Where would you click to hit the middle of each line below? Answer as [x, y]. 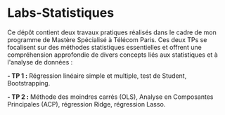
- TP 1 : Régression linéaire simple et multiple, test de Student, [97, 76]
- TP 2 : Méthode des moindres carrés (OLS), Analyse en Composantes [110, 97]
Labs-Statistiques [61, 13]
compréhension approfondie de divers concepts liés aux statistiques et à [112, 55]
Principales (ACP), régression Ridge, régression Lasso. [86, 104]
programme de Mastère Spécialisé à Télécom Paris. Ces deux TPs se [107, 39]
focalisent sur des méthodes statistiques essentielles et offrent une [104, 47]
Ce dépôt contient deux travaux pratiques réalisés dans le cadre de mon [112, 32]
